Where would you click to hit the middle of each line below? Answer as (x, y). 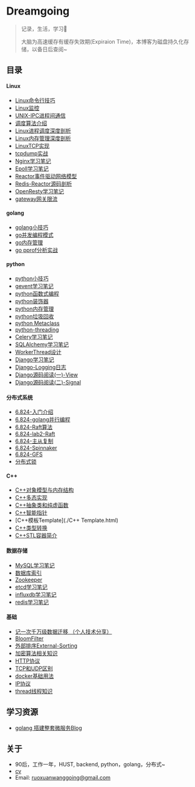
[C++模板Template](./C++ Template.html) (67, 520)
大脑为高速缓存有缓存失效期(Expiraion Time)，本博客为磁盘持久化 (102, 41)
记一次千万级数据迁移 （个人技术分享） (63, 631)
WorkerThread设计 (38, 352)
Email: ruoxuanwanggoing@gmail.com (62, 778)
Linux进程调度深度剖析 (43, 130)
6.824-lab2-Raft (35, 434)
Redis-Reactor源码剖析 (43, 184)
